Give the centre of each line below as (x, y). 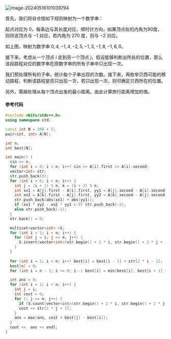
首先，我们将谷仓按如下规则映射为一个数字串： (54, 18)
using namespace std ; (28, 120)
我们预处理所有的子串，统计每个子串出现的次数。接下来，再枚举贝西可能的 (83, 74)
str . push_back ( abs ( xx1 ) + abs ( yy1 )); (54, 200)
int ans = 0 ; (24, 280)
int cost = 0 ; (29, 294)
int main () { (19, 157)
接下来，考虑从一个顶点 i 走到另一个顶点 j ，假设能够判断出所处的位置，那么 (84, 57)
